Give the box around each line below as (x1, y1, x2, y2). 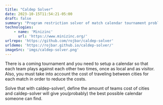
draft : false (5, 16, 32, 21)
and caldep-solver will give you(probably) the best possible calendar (5, 90, 143, 96)
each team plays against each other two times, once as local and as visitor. (5, 66, 155, 71)
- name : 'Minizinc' (14, 29, 53, 34)
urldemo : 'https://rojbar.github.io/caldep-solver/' (5, 43, 114, 48)
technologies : (5, 25, 34, 30)
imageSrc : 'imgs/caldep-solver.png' (5, 47, 79, 52)
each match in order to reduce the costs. (5, 76, 86, 82)
